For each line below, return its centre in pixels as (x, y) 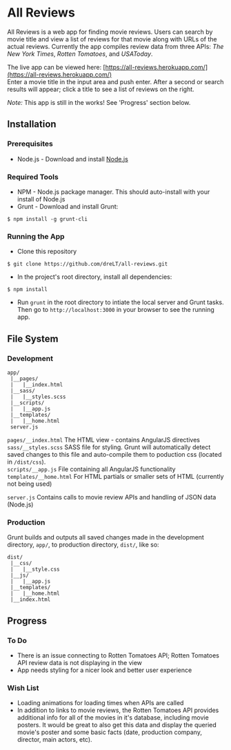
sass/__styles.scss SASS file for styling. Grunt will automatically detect (109, 447)
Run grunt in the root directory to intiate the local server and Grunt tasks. (120, 302)
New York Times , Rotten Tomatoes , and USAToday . (80, 54)
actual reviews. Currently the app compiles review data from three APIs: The (115, 46)
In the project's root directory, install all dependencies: (94, 277)
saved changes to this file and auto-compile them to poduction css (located (114, 454)
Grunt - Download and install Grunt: (68, 206)
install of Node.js (41, 199)
